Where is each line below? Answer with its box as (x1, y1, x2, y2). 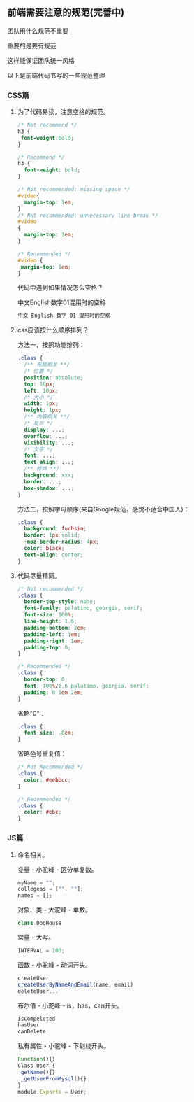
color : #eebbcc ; (24, 776, 71, 784)
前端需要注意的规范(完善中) (7, 6, 124, 19)
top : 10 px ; (24, 381, 56, 388)
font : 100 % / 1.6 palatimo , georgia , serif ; (24, 682, 149, 689)
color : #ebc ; (24, 809, 62, 816)
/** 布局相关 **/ (24, 361, 70, 369)
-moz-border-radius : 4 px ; (24, 538, 99, 546)
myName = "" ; (17, 879, 56, 886)
